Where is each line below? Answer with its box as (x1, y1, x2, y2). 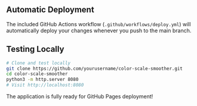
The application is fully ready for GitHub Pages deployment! (6, 93, 153, 100)
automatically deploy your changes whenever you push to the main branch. (6, 27, 192, 34)
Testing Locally (6, 44, 64, 54)
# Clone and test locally (6, 60, 70, 66)
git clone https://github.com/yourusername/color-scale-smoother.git (6, 66, 183, 71)
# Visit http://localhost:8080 (6, 82, 84, 88)
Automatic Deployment (6, 5, 94, 15)
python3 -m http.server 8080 (6, 77, 79, 83)
